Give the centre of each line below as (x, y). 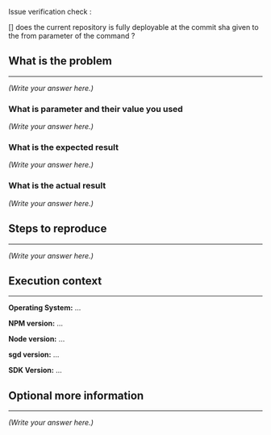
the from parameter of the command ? (72, 36)
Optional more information (76, 395)
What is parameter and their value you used (96, 109)
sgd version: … (34, 354)
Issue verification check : (50, 12)
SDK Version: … (35, 371)
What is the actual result (57, 186)
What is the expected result (64, 147)
